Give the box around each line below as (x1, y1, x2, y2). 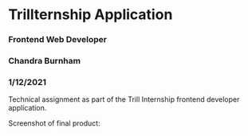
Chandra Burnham (8, 56, 81, 67)
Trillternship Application (8, 6, 173, 24)
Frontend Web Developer (8, 34, 108, 45)
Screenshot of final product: (8, 119, 101, 128)
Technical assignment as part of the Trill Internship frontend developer (8, 95, 240, 104)
